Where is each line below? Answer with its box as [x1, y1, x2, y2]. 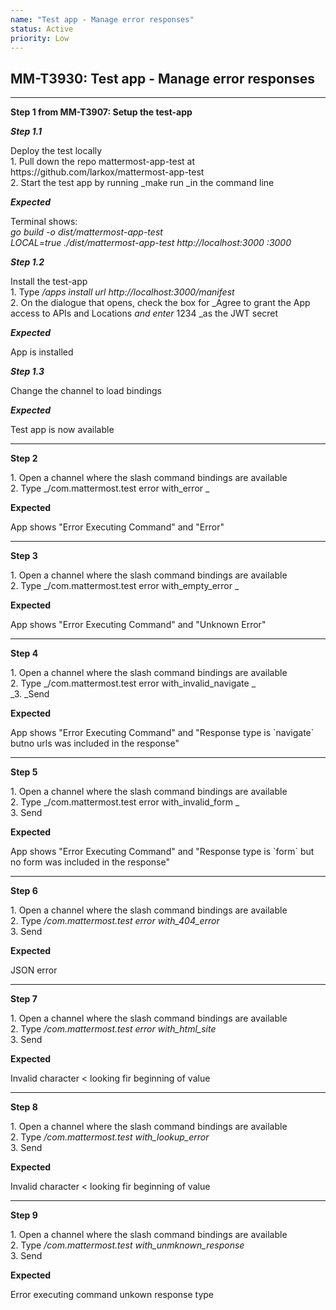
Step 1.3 [10, 366, 45, 378]
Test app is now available [10, 424, 115, 436]
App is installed [10, 346, 74, 358]
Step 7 [10, 993, 38, 1005]
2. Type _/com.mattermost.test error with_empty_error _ [10, 580, 240, 592]
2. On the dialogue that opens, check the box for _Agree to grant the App [10, 297, 311, 309]
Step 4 [10, 647, 39, 660]
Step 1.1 [10, 126, 43, 138]
